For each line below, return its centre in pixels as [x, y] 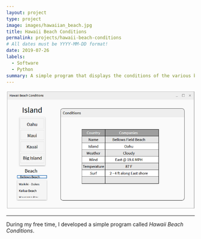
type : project [24, 19]
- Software [25, 63]
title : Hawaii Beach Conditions [46, 32]
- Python [22, 69]
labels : [16, 57]
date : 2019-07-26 [28, 51]
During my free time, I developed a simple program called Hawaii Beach [95, 224]
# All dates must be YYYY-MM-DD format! [57, 44]
